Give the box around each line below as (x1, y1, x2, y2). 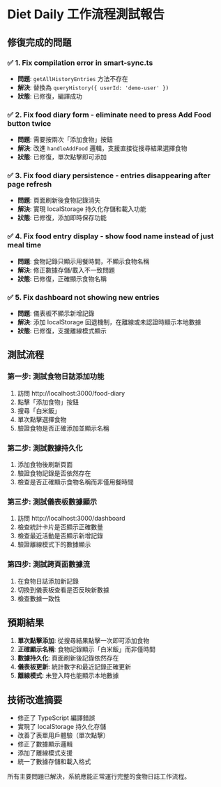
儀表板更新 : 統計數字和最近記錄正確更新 (17, 663, 131, 671)
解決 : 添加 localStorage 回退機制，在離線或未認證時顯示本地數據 (17, 318, 201, 326)
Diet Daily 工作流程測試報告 (7, 6, 165, 22)
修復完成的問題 (7, 36, 72, 48)
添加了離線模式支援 (17, 749, 73, 757)
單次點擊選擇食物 (17, 415, 67, 424)
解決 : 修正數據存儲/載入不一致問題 (17, 266, 115, 274)
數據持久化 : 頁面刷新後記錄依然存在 (17, 654, 119, 663)
